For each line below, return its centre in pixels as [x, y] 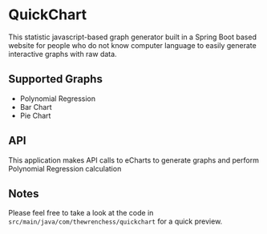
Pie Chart [35, 115]
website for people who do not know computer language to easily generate [132, 45]
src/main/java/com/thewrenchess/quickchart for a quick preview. [115, 221]
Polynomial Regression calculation [65, 168]
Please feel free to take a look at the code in [81, 213]
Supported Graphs [55, 79]
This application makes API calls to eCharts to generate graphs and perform [133, 160]
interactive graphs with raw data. [63, 54]
